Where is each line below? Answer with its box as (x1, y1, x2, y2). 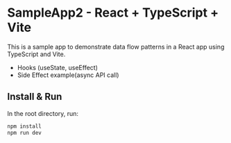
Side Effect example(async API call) (17, 71, 119, 79)
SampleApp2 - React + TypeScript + (7, 5, 219, 21)
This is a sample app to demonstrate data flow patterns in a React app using (7, 42, 225, 51)
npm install (7, 123, 42, 130)
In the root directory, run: (7, 109, 78, 117)
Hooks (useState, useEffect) (17, 63, 99, 71)
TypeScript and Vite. (7, 50, 66, 58)
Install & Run (7, 91, 62, 103)
